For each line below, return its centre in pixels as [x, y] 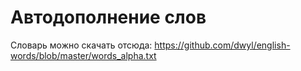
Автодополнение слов [108, 17]
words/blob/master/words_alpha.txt [83, 55]
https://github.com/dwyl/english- [222, 45]
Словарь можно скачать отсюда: [81, 45]
